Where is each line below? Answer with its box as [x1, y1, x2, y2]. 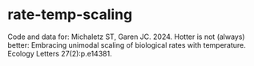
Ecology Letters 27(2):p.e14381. [7, 49, 113, 58]
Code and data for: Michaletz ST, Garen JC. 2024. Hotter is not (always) [7, 32, 245, 41]
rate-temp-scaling [7, 6, 133, 24]
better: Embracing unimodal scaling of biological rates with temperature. [7, 40, 246, 49]
